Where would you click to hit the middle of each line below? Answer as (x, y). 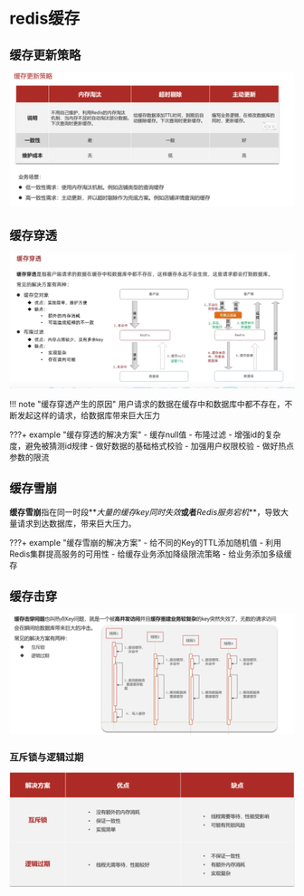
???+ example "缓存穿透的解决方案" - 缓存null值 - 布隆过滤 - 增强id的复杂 (145, 434)
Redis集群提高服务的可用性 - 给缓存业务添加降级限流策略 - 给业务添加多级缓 (151, 554)
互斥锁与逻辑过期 (47, 757)
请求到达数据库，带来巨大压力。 (76, 523)
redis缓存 (45, 19)
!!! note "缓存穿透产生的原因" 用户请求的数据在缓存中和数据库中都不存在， (147, 404)
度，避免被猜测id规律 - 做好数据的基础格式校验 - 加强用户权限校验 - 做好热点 (152, 445)
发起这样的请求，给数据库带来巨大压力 (88, 415)
